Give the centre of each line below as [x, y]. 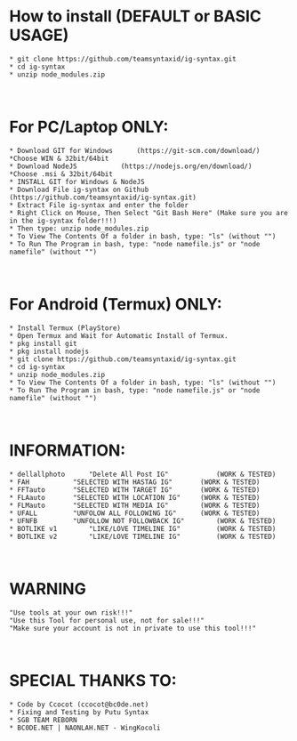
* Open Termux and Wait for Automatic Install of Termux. [119, 335]
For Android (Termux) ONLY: [116, 305]
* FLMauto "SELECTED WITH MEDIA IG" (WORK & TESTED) [135, 505]
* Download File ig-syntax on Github [79, 189]
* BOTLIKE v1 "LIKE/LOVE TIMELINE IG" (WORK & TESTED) [143, 528]
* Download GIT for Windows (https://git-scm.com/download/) [135, 150]
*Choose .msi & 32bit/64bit [61, 174]
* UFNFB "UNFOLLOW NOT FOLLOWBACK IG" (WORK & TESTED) [143, 521]
